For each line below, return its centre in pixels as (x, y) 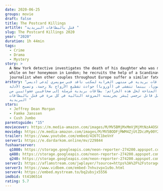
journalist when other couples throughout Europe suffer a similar (79, 77)
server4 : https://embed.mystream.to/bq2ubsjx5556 (56, 172)
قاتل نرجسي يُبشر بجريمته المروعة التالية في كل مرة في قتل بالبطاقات (81, 95)
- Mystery (19, 59)
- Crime (17, 50)
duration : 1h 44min (25, 41)
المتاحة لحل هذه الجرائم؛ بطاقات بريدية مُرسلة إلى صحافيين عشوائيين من (83, 91)
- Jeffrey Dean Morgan (32, 109)
